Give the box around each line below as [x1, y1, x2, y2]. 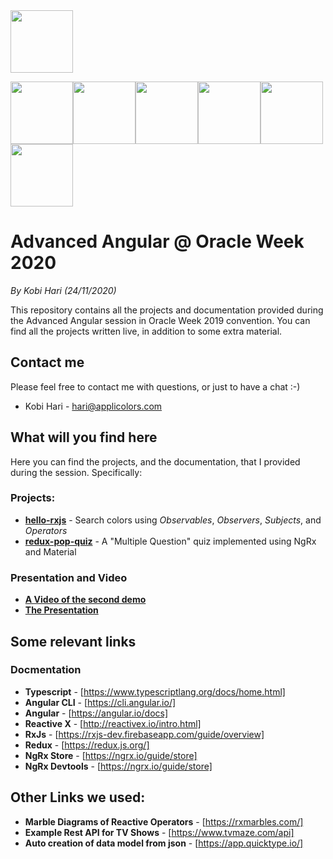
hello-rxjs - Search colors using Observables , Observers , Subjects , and [24, 514, 322, 526]
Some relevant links [10, 633, 137, 650]
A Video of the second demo [24, 594, 147, 606]
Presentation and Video [10, 570, 128, 584]
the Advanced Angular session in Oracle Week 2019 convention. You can [10, 314, 311, 326]
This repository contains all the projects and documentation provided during [10, 304, 324, 316]
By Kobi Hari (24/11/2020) [10, 284, 117, 296]
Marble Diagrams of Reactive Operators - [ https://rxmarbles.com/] [24, 815, 304, 828]
